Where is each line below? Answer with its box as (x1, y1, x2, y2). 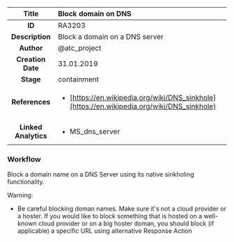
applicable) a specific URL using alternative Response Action (17, 227, 193, 235)
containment (58, 74, 100, 84)
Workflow (7, 154, 42, 164)
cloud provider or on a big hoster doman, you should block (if (38, 219, 214, 228)
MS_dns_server (69, 127, 120, 136)
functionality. (7, 177, 45, 186)
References (11, 97, 51, 106)
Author (19, 43, 43, 53)
